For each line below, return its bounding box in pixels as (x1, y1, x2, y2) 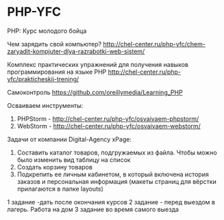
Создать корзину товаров (16, 163, 92, 171)
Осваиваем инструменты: (7, 101, 84, 109)
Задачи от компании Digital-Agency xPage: (7, 135, 132, 143)
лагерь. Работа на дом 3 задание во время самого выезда (7, 205, 179, 213)
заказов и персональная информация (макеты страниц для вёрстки (16, 177, 217, 185)
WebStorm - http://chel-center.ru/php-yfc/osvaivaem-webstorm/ (16, 122, 201, 130)
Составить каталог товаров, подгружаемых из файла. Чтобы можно (16, 148, 217, 156)
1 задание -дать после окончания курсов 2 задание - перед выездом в (7, 197, 216, 206)
